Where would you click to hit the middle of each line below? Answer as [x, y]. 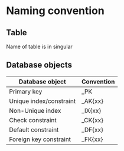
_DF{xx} [92, 129]
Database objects [39, 65]
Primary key [26, 91]
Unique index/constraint [43, 101]
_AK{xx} [93, 101]
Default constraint [34, 129]
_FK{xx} [92, 139]
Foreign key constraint [40, 139]
